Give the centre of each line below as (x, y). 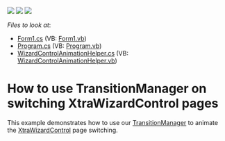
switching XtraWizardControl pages (113, 103)
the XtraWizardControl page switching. (62, 130)
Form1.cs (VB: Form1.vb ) (52, 39)
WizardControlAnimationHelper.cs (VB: (73, 53)
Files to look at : (29, 25)
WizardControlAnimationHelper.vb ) (67, 60)
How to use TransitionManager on (107, 89)
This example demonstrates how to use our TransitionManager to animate (113, 122)
